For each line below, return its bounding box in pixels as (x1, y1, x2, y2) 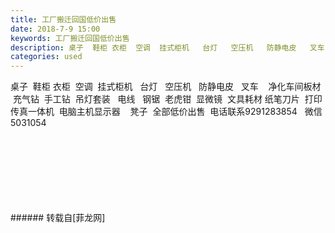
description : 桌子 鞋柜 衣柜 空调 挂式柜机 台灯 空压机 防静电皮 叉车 (10, 42, 325, 53)
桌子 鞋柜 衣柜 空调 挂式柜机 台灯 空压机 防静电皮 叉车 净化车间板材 (10, 81, 322, 93)
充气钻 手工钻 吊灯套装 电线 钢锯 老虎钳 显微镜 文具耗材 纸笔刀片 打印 (12, 93, 323, 105)
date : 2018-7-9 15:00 (10, 24, 101, 34)
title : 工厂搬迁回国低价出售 (10, 14, 117, 25)
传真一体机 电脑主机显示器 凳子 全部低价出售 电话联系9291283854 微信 (10, 106, 323, 118)
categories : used (10, 52, 83, 62)
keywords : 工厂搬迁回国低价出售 (10, 33, 130, 43)
